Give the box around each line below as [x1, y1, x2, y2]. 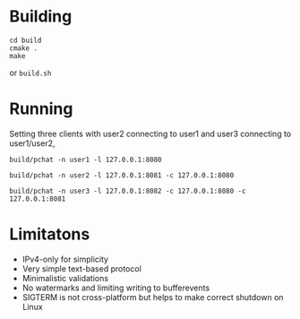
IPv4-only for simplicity [21, 254, 109, 264]
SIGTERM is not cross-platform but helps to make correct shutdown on [21, 291, 284, 302]
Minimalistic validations [21, 272, 109, 283]
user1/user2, [9, 137, 56, 149]
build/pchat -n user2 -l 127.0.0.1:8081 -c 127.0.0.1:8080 [9, 170, 235, 180]
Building [9, 6, 73, 27]
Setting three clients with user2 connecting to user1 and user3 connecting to [9, 128, 292, 139]
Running [9, 99, 73, 119]
